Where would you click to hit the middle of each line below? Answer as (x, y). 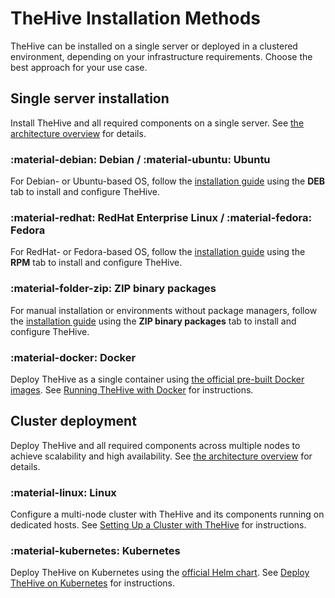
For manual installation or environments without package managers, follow (164, 310)
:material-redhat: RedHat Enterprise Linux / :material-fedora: (161, 217)
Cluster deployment (73, 421)
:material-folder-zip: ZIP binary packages (113, 289)
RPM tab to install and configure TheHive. (96, 263)
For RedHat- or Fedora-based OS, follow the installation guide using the (158, 252)
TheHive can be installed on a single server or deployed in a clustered (154, 46)
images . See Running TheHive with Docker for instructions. (132, 389)
